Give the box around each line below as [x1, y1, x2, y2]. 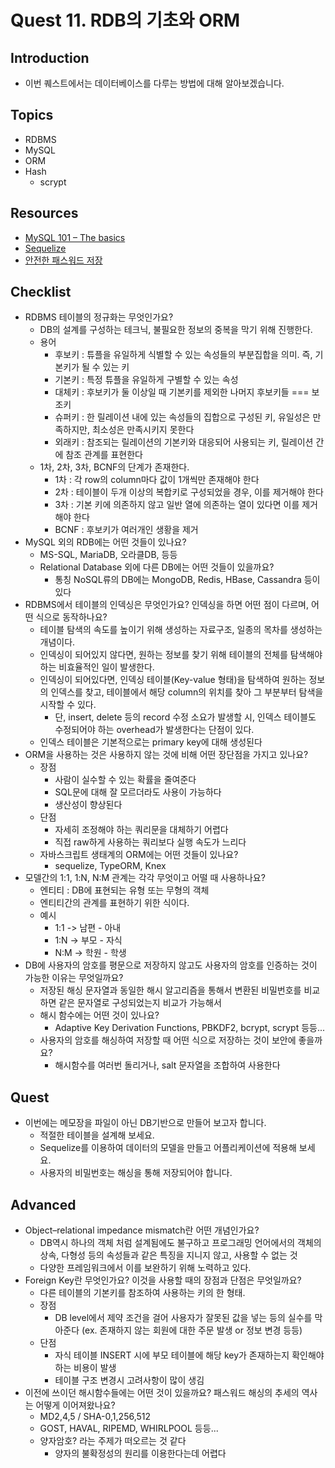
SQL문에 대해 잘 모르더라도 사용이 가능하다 [54, 786, 222, 798]
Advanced [10, 1196, 77, 1213]
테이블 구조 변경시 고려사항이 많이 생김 [54, 1374, 205, 1386]
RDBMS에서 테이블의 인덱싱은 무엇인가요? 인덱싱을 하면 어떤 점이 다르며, [24, 599, 310, 611]
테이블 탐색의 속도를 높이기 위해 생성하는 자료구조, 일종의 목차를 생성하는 [39, 624, 323, 636]
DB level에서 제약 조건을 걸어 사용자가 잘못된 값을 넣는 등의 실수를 [54, 1312, 313, 1324]
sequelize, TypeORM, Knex [54, 860, 167, 872]
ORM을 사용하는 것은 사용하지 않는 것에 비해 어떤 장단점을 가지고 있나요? [24, 749, 309, 761]
